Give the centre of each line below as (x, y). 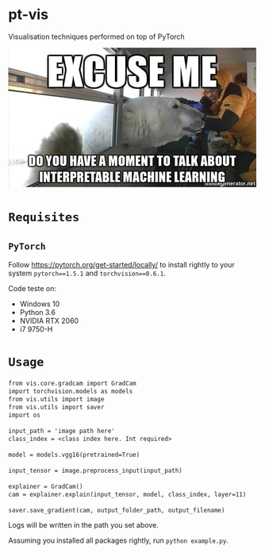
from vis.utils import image (56, 399)
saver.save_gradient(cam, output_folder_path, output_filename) (117, 510)
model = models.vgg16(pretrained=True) (74, 455)
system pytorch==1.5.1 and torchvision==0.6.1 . (87, 273)
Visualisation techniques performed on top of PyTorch (96, 36)
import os (25, 415)
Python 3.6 (37, 312)
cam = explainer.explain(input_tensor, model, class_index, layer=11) (127, 494)
